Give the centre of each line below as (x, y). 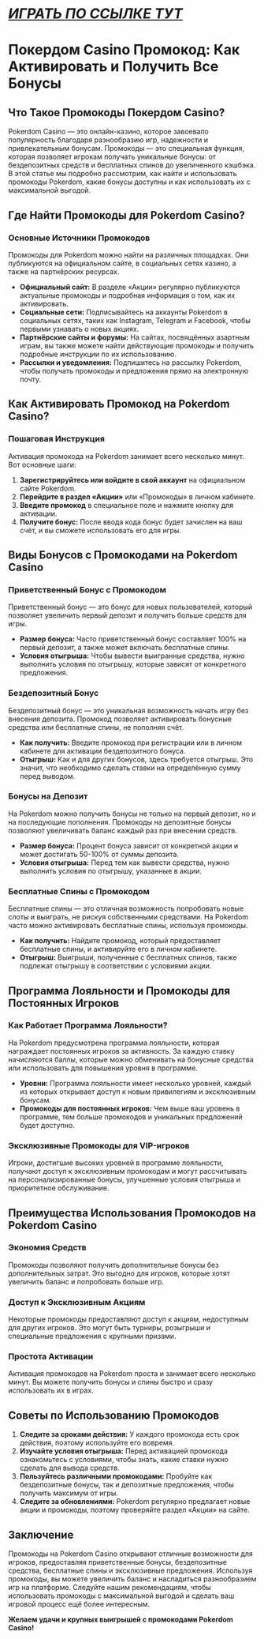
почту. (30, 379)
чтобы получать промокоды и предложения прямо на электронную (134, 370)
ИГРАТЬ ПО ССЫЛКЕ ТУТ (96, 14)
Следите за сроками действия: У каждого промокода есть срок (129, 1434)
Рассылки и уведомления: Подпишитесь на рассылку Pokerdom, (130, 362)
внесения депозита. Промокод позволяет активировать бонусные (120, 719)
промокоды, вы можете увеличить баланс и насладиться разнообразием (132, 1579)
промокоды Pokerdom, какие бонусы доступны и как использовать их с (129, 182)
